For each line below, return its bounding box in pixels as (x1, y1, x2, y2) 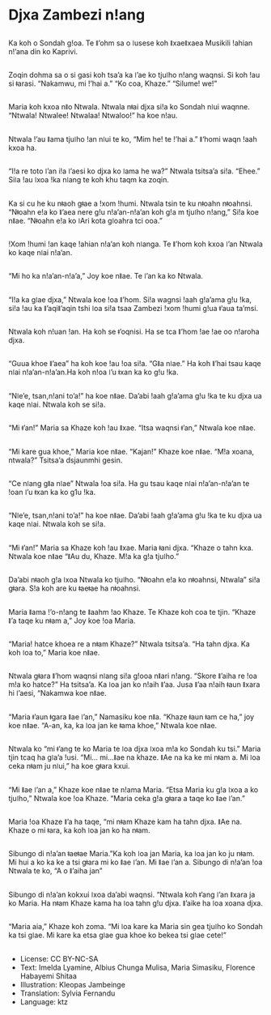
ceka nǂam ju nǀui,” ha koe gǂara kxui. (8, 761, 130, 771)
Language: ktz (19, 996, 69, 1006)
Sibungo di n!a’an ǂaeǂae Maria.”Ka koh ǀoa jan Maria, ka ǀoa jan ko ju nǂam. (8, 849, 255, 859)
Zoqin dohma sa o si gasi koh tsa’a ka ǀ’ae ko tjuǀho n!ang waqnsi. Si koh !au (8, 70, 260, 79)
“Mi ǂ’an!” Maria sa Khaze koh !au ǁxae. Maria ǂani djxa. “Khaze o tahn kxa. (8, 543, 254, 552)
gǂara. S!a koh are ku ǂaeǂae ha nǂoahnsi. (8, 583, 141, 593)
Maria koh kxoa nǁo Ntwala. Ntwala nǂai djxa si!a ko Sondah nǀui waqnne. (8, 102, 251, 112)
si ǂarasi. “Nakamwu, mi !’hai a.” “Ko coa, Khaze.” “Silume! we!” (8, 79, 218, 88)
